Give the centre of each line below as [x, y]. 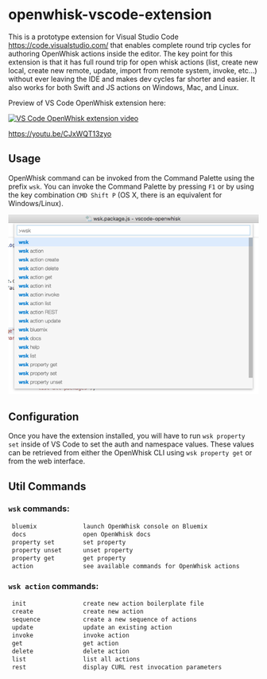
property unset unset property [72, 550]
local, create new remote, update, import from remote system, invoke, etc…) [133, 70]
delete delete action [70, 652]
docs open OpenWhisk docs [81, 534]
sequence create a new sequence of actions [104, 620]
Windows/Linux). [36, 203]
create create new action [78, 612]
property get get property [69, 558]
